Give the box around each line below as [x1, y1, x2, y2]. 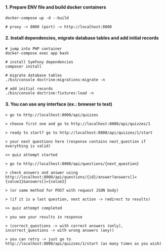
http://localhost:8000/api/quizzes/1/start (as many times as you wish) [5, 241, 162, 246]
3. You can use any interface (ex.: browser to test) [5, 101, 113, 107]
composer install [5, 64, 42, 69]
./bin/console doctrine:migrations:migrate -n [5, 77, 105, 82]
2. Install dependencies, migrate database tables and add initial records [5, 35, 159, 41]
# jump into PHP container [5, 46, 62, 51]
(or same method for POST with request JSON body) [10, 188, 119, 193]
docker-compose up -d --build [5, 15, 69, 20]
